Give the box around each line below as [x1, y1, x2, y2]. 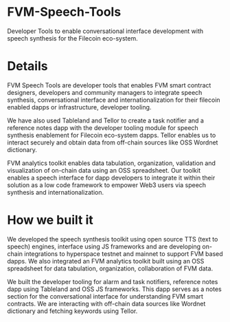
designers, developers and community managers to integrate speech [7, 88, 203, 96]
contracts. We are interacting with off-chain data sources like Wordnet [7, 299, 206, 308]
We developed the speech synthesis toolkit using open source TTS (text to [7, 235, 218, 243]
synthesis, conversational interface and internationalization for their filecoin [7, 96, 221, 104]
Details [7, 58, 48, 74]
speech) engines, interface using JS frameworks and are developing [7, 242, 201, 250]
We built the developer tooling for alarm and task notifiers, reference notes [7, 277, 218, 286]
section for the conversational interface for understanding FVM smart [7, 292, 204, 300]
